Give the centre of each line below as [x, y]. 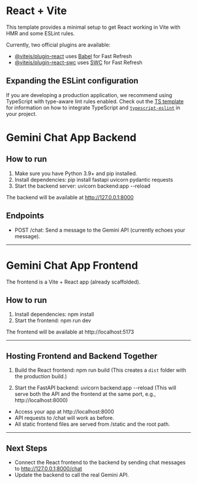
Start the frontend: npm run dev [53, 321]
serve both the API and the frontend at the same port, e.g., [85, 394]
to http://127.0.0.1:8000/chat [48, 468]
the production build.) [41, 376]
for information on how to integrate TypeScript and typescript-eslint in [93, 108]
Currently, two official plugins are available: [58, 45]
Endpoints [25, 216]
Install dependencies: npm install [54, 314]
